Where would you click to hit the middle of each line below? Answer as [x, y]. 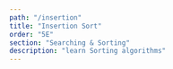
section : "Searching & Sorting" [69, 43]
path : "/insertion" [46, 17]
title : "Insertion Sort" [56, 26]
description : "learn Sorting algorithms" [88, 51]
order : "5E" [31, 34]
